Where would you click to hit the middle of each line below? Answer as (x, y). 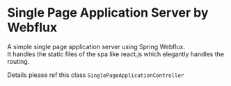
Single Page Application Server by (108, 13)
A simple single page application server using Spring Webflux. (96, 46)
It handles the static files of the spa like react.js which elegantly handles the (116, 54)
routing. (18, 61)
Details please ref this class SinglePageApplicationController (96, 75)
